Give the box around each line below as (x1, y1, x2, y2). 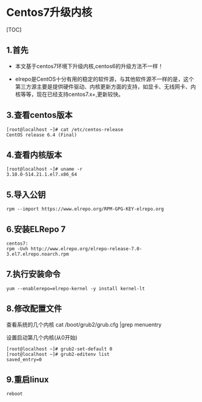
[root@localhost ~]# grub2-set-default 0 (6, 346, 113, 352)
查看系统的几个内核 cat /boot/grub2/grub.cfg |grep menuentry (6, 321, 162, 328)
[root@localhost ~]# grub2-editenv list (6, 351, 110, 357)
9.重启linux (6, 375, 49, 385)
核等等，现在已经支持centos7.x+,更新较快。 (15, 90, 124, 98)
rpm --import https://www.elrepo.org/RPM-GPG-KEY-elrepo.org (6, 206, 164, 213)
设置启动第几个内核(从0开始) (6, 333, 78, 341)
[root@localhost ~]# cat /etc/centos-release (6, 126, 123, 132)
